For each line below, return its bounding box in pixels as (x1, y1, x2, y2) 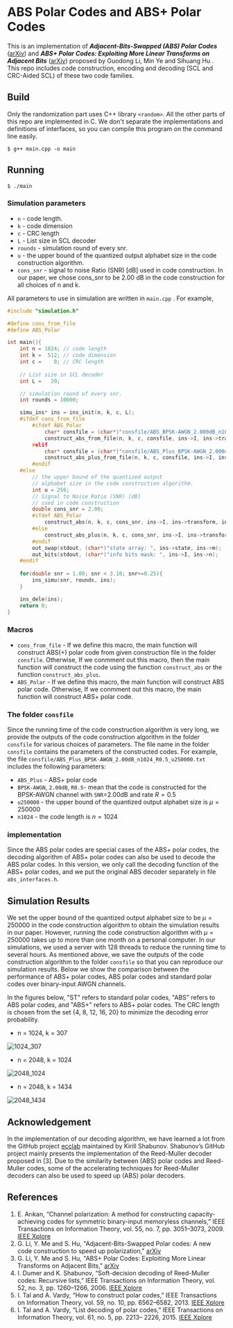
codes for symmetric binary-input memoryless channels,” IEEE (46, 1217, 225, 1225)
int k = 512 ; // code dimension (19, 352, 116, 359)
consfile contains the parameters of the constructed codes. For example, (7, 748, 218, 756)
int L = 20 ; (19, 377, 60, 385)
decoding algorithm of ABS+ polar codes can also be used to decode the (7, 853, 216, 861)
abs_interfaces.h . (7, 875, 59, 883)
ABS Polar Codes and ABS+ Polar (7, 4, 202, 20)
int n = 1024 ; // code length (19, 345, 107, 352)
